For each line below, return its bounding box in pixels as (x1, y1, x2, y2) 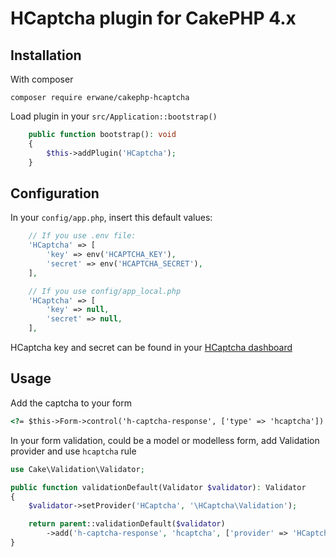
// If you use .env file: (28, 231, 137, 241)
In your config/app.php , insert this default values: (10, 212, 213, 224)
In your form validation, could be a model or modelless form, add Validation (10, 434, 320, 446)
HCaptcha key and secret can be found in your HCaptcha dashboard (10, 342, 293, 354)
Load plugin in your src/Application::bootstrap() (10, 110, 218, 122)
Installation (10, 47, 82, 64)
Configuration (10, 185, 100, 202)
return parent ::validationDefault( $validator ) (28, 519, 226, 529)
